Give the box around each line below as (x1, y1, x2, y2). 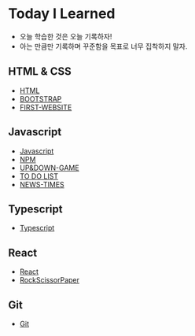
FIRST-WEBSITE (19, 102, 72, 112)
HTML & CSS (8, 65, 72, 79)
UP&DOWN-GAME (19, 163, 80, 172)
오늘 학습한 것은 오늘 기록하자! (19, 31, 112, 41)
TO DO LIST (19, 171, 59, 181)
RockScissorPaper (19, 275, 80, 285)
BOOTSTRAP (19, 94, 62, 103)
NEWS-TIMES (19, 179, 64, 189)
